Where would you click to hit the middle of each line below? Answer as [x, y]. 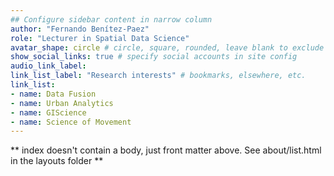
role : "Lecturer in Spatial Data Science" [100, 38]
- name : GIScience [48, 112]
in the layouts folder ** [57, 161]
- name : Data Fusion [53, 94]
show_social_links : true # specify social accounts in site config [154, 57]
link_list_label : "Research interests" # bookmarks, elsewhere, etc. [158, 76]
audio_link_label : [48, 66]
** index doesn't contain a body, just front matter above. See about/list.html [166, 150]
